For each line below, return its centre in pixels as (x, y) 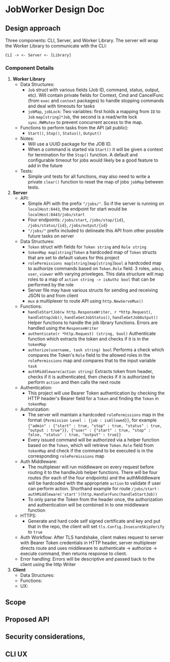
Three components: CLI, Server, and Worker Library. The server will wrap (82, 40)
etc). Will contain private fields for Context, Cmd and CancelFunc (96, 95)
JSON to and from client (53, 296)
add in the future (45, 166)
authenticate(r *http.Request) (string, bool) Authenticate (92, 334)
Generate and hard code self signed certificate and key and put (94, 521)
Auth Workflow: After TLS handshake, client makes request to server (92, 537)
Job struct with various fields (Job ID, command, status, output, (94, 90)
